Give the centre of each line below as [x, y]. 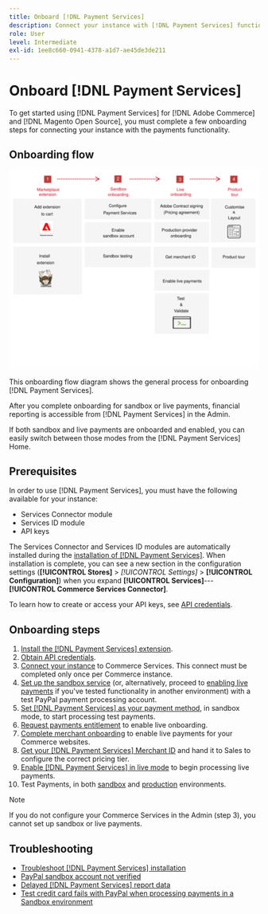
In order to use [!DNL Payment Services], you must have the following [123, 491]
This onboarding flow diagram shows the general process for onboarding [129, 382]
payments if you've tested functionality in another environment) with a [136, 691]
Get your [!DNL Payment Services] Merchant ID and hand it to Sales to [136, 751]
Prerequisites [43, 471]
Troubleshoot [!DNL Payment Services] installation [103, 868]
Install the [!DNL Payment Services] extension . [97, 649]
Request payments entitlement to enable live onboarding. [114, 725]
